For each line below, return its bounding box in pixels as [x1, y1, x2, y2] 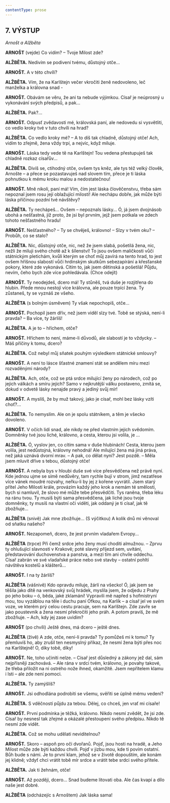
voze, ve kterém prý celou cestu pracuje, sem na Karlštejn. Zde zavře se [5, 604, 156, 610]
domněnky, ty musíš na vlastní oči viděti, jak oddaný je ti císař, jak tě [5, 500, 148, 507]
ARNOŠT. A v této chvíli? [5, 69, 57, 75]
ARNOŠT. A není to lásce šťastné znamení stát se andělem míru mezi [5, 360, 150, 366]
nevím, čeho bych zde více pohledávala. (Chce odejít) [5, 270, 118, 276]
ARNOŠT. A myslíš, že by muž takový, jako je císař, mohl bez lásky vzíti [5, 396, 154, 402]
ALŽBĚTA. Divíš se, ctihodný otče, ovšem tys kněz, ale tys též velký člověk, [5, 165, 164, 171]
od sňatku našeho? [5, 521, 45, 527]
